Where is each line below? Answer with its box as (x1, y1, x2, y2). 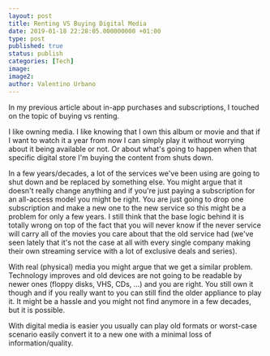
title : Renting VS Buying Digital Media (8, 20, 148, 28)
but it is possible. (8, 305, 66, 315)
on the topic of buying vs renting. (8, 111, 120, 120)
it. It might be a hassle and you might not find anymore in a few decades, (8, 296, 251, 306)
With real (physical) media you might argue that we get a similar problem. (8, 262, 253, 271)
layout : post (8, 11, 53, 20)
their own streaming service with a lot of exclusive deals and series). (8, 245, 238, 256)
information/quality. (8, 338, 74, 348)
